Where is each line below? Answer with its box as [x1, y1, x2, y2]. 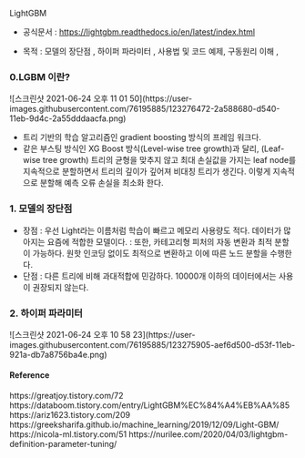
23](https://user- [132, 329, 196, 340]
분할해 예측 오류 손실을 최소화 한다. [39, 178, 164, 188]
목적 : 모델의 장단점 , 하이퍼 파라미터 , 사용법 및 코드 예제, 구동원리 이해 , [22, 46, 280, 56]
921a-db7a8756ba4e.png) [9, 349, 107, 360]
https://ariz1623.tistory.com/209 [9, 410, 130, 421]
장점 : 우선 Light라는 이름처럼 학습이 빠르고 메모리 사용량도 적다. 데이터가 [22, 225, 282, 236]
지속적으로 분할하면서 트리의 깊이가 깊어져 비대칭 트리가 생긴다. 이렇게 [22, 166, 271, 177]
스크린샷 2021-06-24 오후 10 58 [15, 329, 131, 340]
